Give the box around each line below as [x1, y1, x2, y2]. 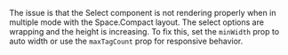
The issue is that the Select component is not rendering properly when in [9, 8, 276, 18]
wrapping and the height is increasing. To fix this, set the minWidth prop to [9, 27, 280, 36]
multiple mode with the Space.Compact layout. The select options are [9, 17, 265, 27]
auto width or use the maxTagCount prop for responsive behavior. [9, 35, 244, 46]
